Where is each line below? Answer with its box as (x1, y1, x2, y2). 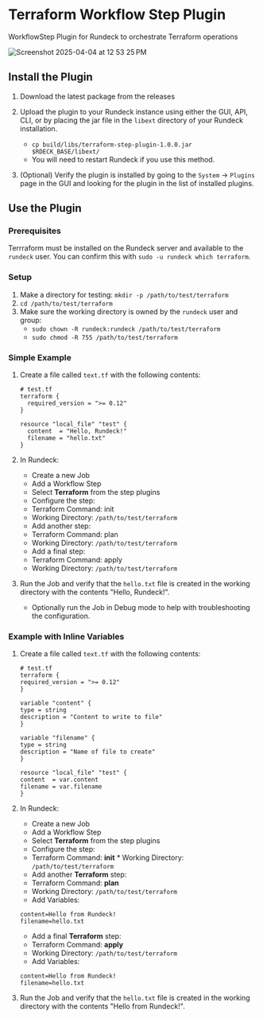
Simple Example (8, 352, 72, 363)
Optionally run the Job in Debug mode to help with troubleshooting (31, 603, 250, 613)
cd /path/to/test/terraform (19, 300, 113, 308)
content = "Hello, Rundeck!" (27, 427, 127, 435)
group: (19, 315, 42, 325)
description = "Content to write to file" (19, 714, 163, 721)
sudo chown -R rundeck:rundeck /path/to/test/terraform (31, 325, 221, 333)
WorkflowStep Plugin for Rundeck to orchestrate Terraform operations (8, 32, 238, 41)
